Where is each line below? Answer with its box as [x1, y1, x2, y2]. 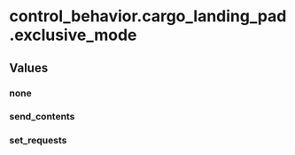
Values [9, 60, 49, 75]
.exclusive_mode [9, 25, 137, 45]
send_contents [9, 111, 75, 123]
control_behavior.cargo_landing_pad [9, 6, 287, 27]
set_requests [9, 135, 67, 147]
